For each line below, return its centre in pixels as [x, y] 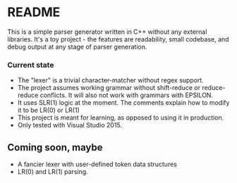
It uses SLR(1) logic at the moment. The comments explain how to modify [123, 103]
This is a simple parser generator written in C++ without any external [107, 32]
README [34, 12]
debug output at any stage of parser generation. [77, 46]
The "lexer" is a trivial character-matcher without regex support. [111, 80]
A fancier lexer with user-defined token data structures [97, 164]
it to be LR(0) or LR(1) [48, 111]
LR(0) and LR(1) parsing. [53, 172]
